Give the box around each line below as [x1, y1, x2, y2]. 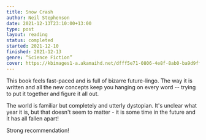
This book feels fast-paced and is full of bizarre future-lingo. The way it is [6, 77, 193, 84]
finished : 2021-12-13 [6, 49, 62, 55]
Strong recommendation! [6, 127, 69, 134]
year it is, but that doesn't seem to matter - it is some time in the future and [6, 108, 196, 116]
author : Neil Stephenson [6, 15, 70, 21]
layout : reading [6, 32, 48, 38]
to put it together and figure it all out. [6, 90, 99, 97]
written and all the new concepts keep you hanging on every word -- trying [6, 83, 196, 90]
